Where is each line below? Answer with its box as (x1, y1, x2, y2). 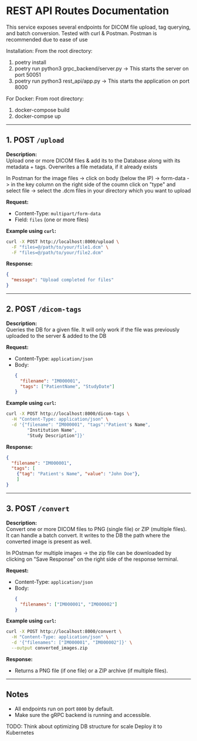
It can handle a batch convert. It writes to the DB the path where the (6, 532, 170, 539)
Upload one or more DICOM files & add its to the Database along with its (6, 157, 181, 164)
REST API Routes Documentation (6, 4, 169, 18)
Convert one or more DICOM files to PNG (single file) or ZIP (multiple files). (6, 525, 187, 532)
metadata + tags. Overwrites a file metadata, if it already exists (6, 163, 158, 170)
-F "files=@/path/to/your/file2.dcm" (11, 249, 104, 256)
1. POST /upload (6, 135, 64, 145)
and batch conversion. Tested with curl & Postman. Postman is (6, 29, 157, 36)
